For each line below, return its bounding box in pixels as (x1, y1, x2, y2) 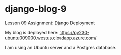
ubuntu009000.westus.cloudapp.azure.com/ (5, 35, 97, 41)
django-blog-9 (5, 3, 67, 15)
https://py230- (59, 29, 89, 35)
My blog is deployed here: (5, 29, 59, 35)
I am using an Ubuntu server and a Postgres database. (5, 44, 117, 50)
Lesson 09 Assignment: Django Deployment (5, 20, 95, 26)
